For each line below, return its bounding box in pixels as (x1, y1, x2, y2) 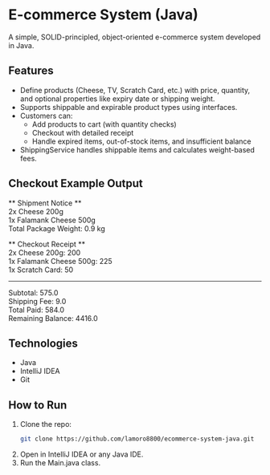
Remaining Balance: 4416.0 (8, 313, 98, 323)
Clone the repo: (19, 420, 72, 429)
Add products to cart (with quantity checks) (31, 119, 177, 129)
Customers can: (19, 111, 73, 120)
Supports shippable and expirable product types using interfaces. (19, 102, 238, 112)
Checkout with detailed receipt (31, 128, 134, 137)
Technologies (8, 336, 79, 350)
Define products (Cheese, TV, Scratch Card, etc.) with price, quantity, (19, 85, 251, 95)
